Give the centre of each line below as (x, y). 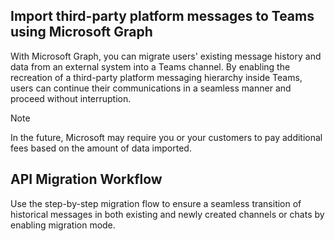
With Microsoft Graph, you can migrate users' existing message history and (166, 56)
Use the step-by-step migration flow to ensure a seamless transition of (156, 203)
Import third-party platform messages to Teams (162, 16)
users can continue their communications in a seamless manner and (151, 88)
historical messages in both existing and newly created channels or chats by (167, 214)
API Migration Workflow (86, 179)
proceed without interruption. (71, 98)
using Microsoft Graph (81, 32)
